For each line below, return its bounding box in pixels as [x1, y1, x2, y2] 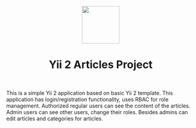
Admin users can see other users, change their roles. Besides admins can [6, 108, 188, 115]
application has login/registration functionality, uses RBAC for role [6, 96, 169, 103]
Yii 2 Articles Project [49, 58, 153, 72]
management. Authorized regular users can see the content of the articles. [6, 102, 191, 109]
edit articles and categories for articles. [6, 115, 104, 122]
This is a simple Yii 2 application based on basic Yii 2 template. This [6, 89, 173, 96]
